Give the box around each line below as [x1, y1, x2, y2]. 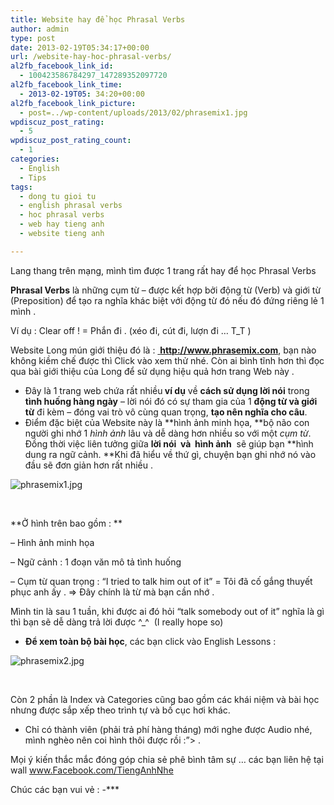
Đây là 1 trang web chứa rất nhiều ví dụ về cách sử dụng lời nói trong [24, 384, 310, 396]
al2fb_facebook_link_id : [10, 61, 114, 71]
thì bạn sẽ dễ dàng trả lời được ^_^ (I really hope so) [10, 616, 224, 628]
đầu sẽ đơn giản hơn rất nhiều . [24, 459, 153, 471]
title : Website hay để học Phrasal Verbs [10, 14, 186, 25]
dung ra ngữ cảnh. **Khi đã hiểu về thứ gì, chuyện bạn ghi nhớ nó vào [24, 448, 317, 460]
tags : [10, 182, 33, 192]
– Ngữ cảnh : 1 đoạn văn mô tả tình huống [10, 556, 182, 568]
